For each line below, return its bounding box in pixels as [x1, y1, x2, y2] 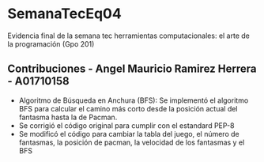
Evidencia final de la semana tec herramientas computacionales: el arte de [7, 31, 250, 40]
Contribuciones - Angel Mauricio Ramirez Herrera [7, 62, 257, 76]
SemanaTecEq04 [7, 5, 122, 23]
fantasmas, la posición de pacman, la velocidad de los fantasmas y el [18, 138, 245, 147]
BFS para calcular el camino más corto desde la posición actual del [18, 104, 238, 113]
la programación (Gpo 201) [7, 39, 95, 48]
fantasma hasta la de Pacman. [18, 112, 118, 122]
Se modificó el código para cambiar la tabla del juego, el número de [18, 129, 239, 138]
